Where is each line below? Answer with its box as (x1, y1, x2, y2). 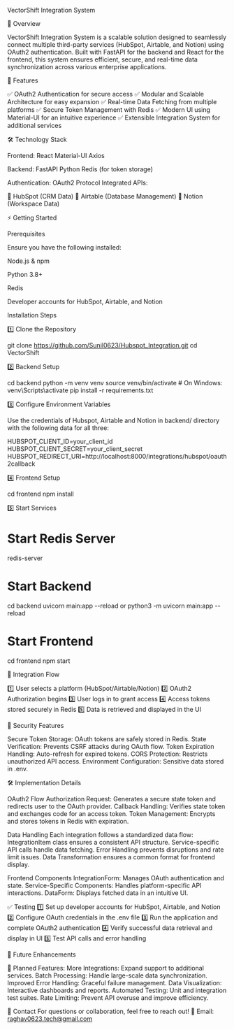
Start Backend (7, 578, 92, 594)
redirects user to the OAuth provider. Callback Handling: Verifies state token (7, 802, 226, 810)
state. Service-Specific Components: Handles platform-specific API (7, 881, 202, 889)
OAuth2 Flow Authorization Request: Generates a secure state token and (7, 794, 217, 803)
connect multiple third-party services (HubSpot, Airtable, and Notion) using (7, 41, 224, 48)
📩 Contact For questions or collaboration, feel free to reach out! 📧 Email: (7, 1007, 214, 1015)
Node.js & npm (7, 257, 50, 265)
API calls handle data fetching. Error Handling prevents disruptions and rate (7, 845, 224, 854)
